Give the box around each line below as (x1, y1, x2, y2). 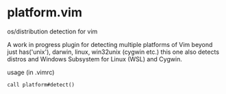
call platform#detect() (7, 81, 75, 88)
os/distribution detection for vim (7, 27, 98, 35)
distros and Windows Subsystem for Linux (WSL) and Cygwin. (7, 54, 183, 63)
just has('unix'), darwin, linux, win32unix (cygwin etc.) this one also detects (7, 48, 220, 56)
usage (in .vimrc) (7, 68, 55, 76)
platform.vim (7, 5, 82, 20)
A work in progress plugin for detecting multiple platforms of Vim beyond (7, 40, 213, 48)
